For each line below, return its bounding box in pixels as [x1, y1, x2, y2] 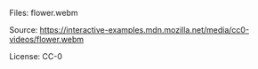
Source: [9, 25, 38, 34]
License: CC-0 [9, 51, 62, 61]
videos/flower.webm [9, 34, 85, 44]
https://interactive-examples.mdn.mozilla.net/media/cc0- [39, 25, 250, 34]
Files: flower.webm [9, 8, 78, 18]
